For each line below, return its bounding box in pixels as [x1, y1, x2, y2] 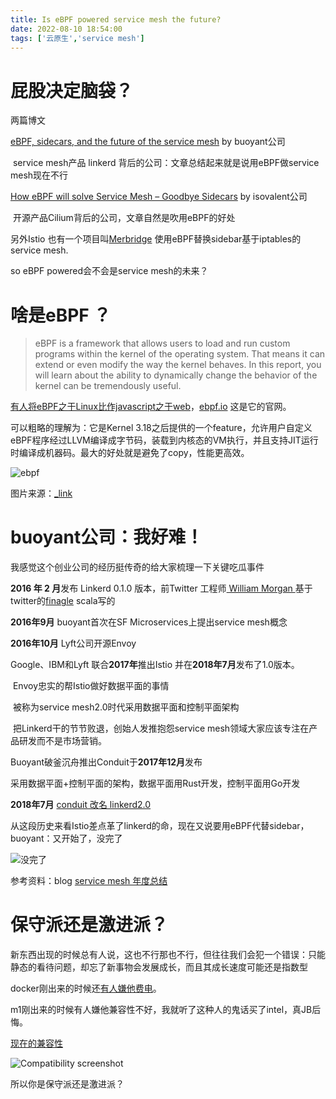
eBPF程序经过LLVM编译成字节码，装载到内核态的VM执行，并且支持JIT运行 [10, 434, 319, 446]
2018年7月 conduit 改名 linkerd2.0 [10, 799, 152, 811]
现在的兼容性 [10, 1037, 63, 1050]
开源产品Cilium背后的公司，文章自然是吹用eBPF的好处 [12, 212, 236, 224]
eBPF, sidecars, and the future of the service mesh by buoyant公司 [10, 136, 286, 148]
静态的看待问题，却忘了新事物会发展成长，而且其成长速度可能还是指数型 [10, 961, 308, 973]
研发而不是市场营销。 [18, 735, 107, 747]
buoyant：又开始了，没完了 [10, 832, 123, 845]
